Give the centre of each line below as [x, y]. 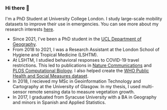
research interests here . [30, 29]
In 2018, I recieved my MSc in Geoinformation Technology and [77, 81]
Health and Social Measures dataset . [50, 76]
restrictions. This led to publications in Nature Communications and [82, 65]
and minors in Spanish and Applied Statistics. [59, 103]
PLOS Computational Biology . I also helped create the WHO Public [81, 71]
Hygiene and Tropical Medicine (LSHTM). [55, 55]
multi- [148, 87]
